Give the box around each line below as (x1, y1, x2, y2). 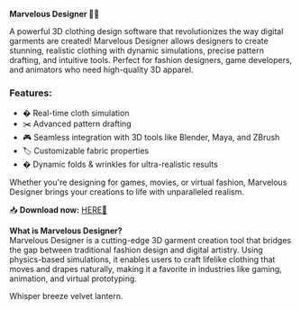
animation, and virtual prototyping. (9, 273, 138, 284)
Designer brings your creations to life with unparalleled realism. (9, 187, 245, 197)
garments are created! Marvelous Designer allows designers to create (9, 36, 269, 46)
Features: (9, 87, 52, 99)
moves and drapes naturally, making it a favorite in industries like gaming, (9, 264, 282, 275)
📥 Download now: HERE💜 (9, 205, 108, 215)
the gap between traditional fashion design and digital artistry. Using (9, 244, 263, 256)
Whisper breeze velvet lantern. (9, 291, 123, 302)
